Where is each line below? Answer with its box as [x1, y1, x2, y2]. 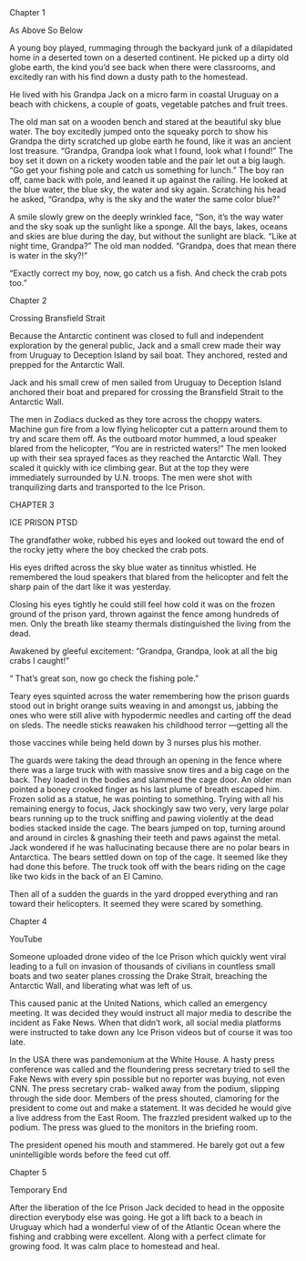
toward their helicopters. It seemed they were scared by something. [9, 899, 264, 909]
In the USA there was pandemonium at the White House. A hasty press [9, 1054, 275, 1064]
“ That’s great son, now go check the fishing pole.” [9, 673, 199, 684]
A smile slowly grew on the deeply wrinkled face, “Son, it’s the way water [9, 211, 284, 222]
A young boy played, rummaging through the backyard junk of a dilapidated [9, 43, 293, 53]
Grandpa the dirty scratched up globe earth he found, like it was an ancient [9, 136, 291, 147]
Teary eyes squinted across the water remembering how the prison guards [9, 691, 290, 701]
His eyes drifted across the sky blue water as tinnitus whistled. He [9, 562, 257, 573]
